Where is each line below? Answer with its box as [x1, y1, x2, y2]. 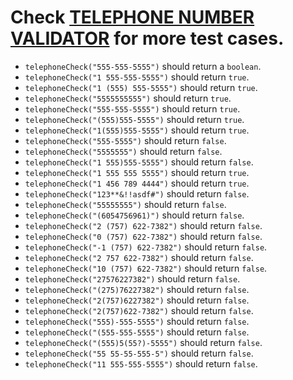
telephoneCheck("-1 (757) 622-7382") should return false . [24, 241, 268, 253]
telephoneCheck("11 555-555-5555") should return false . [24, 357, 258, 370]
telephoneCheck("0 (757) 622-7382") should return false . [24, 230, 263, 242]
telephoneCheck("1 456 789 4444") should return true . [24, 177, 250, 189]
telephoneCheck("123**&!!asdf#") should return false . [24, 187, 250, 200]
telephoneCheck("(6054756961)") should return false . [24, 209, 245, 221]
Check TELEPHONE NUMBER [10, 6, 255, 29]
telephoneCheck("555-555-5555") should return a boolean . [24, 60, 262, 72]
